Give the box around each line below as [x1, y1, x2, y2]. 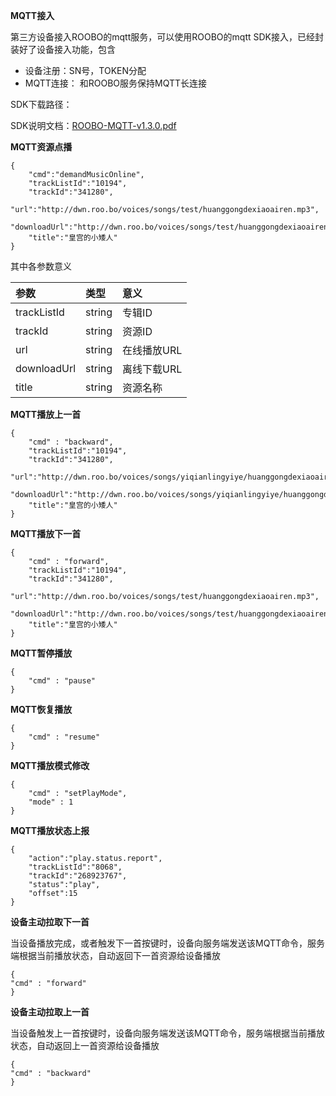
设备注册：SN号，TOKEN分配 [24, 65, 147, 76]
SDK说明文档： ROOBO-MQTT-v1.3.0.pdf [10, 120, 177, 131]
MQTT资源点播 [10, 141, 73, 153]
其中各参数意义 [10, 260, 72, 272]
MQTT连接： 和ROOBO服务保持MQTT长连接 [24, 77, 208, 89]
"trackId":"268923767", [28, 871, 128, 881]
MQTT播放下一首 [10, 528, 82, 539]
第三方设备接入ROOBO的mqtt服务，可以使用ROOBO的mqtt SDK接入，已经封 [10, 31, 324, 43]
